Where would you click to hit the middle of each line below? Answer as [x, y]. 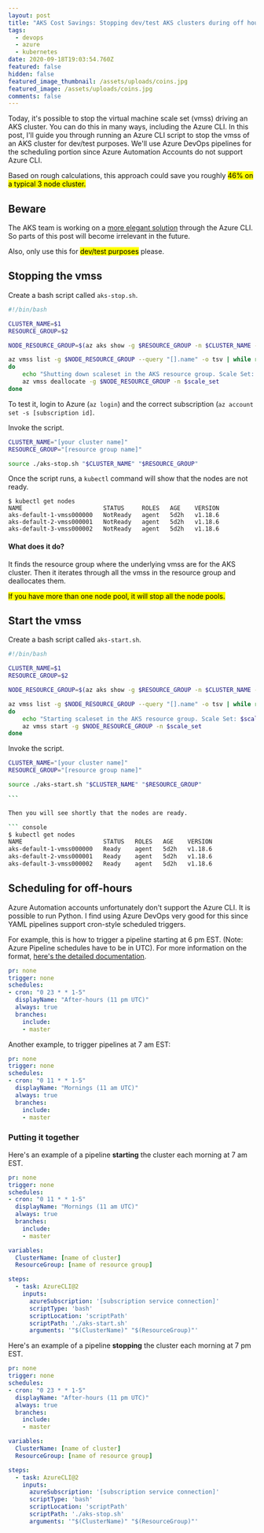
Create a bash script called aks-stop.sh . [73, 295]
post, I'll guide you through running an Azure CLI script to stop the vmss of [129, 136]
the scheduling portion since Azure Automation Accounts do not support [126, 152]
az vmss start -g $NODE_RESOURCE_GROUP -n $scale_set [112, 726]
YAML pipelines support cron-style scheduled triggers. [97, 924]
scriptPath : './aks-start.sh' [78, 1323]
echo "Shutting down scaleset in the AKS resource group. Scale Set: [139, 374]
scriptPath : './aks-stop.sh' [77, 1514]
